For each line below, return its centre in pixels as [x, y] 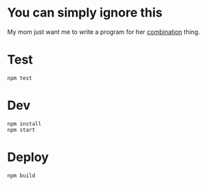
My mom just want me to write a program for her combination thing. [104, 32]
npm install [24, 124]
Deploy [28, 157]
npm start [21, 130]
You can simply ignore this [85, 13]
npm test [20, 78]
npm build [21, 175]
